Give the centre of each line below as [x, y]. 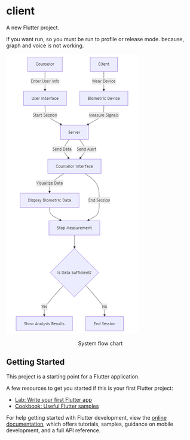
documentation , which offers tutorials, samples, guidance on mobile [90, 424]
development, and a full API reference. [53, 430]
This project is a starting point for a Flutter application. [73, 376]
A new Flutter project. [33, 27]
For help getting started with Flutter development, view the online [87, 417]
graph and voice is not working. [45, 45]
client [21, 11]
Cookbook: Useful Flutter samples [57, 406]
